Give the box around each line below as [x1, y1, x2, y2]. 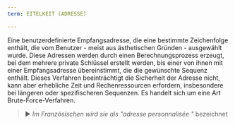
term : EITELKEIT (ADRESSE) [7, 10, 87, 18]
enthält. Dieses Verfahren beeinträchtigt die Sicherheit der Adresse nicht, [7, 73, 221, 82]
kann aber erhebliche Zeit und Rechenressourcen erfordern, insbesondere [7, 81, 224, 89]
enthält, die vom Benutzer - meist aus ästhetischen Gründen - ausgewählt [7, 43, 222, 52]
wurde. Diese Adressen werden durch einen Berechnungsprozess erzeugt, [7, 51, 224, 59]
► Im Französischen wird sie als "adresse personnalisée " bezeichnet [24, 109, 228, 118]
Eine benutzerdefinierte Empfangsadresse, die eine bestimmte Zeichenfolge [7, 36, 229, 44]
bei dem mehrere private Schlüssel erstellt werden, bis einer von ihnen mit [7, 58, 224, 67]
